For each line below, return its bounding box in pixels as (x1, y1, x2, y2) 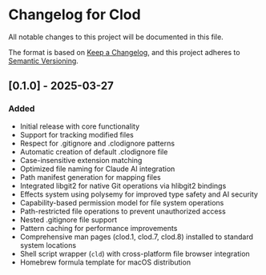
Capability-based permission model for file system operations (19, 197, 224, 207)
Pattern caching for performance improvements (19, 223, 178, 233)
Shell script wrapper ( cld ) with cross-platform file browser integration (19, 249, 250, 258)
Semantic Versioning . (8, 56, 79, 66)
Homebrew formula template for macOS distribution (19, 257, 191, 267)
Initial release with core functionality (19, 122, 140, 131)
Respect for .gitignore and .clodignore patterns (19, 138, 175, 148)
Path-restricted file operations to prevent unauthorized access (19, 206, 226, 216)
